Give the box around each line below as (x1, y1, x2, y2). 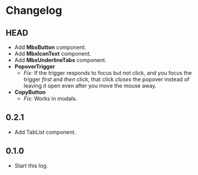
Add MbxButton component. (14, 43, 87, 51)
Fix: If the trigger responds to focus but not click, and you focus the (23, 69, 192, 76)
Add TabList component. (14, 128, 76, 136)
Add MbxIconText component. (14, 50, 91, 57)
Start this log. (14, 162, 48, 169)
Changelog (5, 4, 62, 17)
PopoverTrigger (14, 63, 55, 70)
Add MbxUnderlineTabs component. (14, 57, 107, 63)
